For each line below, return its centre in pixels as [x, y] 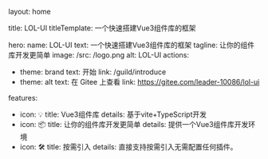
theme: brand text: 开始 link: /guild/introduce [93, 72]
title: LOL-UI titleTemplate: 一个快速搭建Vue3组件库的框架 [102, 28]
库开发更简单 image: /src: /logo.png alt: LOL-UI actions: [99, 55]
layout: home [30, 12]
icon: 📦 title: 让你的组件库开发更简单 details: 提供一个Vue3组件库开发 [134, 124]
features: [23, 98]
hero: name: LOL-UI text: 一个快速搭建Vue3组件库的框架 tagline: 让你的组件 [132, 45]
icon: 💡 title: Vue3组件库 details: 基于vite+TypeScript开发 [113, 114]
